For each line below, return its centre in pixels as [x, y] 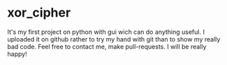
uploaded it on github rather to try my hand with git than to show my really [114, 39]
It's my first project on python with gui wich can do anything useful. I [106, 32]
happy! [17, 54]
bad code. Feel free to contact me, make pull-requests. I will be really [107, 46]
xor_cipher [39, 13]
